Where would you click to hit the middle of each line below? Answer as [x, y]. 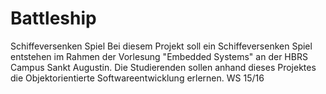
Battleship [53, 18]
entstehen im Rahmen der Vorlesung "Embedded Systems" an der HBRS [159, 56]
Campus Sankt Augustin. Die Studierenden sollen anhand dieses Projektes [163, 67]
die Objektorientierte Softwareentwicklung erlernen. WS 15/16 [137, 78]
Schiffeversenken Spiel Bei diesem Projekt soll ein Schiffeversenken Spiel [161, 46]
